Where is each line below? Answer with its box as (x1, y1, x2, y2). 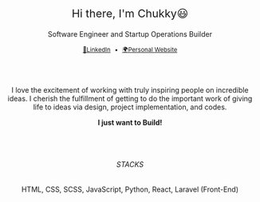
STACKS (116, 160, 144, 169)
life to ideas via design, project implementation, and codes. (33, 102, 227, 112)
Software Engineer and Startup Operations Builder (47, 29, 213, 38)
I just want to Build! (97, 117, 163, 127)
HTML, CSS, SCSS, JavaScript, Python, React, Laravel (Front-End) (21, 184, 239, 194)
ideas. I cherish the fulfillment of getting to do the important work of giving (7, 93, 253, 103)
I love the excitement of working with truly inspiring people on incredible (11, 85, 249, 94)
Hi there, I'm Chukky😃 (71, 6, 189, 20)
